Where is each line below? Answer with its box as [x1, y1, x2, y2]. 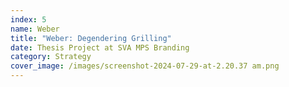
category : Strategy [10, 52, 92, 62]
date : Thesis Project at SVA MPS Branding [10, 42, 190, 53]
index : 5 [10, 14, 47, 25]
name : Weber [10, 24, 60, 34]
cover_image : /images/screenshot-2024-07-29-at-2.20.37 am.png [10, 61, 280, 71]
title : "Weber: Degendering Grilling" [10, 33, 172, 43]
